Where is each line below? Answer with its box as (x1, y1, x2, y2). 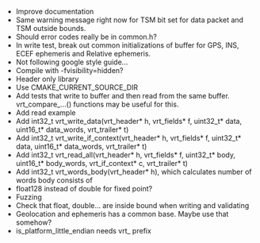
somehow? (15, 218, 52, 227)
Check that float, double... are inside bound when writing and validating (15, 201, 250, 210)
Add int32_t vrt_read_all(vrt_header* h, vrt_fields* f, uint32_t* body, (15, 150, 236, 160)
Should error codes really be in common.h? (15, 32, 157, 41)
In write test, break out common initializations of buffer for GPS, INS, (15, 40, 239, 50)
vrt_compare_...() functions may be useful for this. (15, 99, 179, 109)
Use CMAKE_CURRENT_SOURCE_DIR (15, 83, 139, 92)
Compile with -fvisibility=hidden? (15, 66, 124, 75)
